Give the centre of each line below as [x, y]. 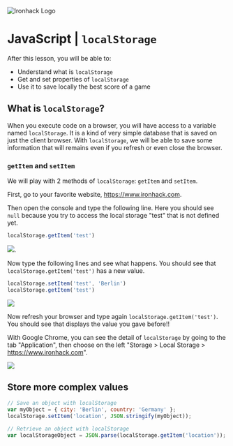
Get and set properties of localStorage [73, 79]
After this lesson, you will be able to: [59, 58]
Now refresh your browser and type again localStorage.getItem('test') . [113, 316]
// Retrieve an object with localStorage [68, 429]
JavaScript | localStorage [82, 39]
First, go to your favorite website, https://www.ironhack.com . [95, 195]
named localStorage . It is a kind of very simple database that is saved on [112, 133]
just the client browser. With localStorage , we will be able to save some [110, 140]
